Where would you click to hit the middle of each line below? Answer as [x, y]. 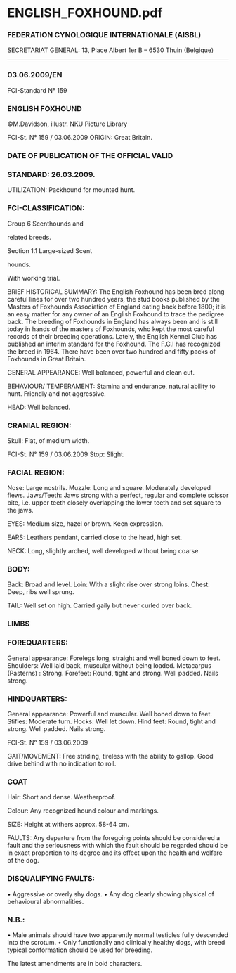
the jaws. [20, 510]
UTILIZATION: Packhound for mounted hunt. [71, 190]
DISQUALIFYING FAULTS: [51, 879]
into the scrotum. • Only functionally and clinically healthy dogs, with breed [116, 942]
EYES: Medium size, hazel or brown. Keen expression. [85, 524]
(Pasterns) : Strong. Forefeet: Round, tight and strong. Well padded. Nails [113, 673]
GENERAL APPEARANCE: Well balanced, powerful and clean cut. [101, 372]
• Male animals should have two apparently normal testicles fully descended [118, 935]
